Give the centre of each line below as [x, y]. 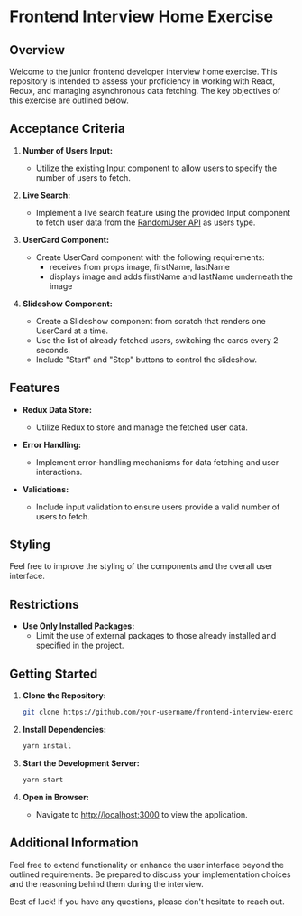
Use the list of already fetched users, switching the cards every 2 [157, 340]
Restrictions [44, 604]
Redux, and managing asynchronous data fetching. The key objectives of [145, 91]
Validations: [46, 489]
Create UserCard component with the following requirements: [150, 257]
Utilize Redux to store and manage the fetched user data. [142, 427]
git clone [41, 712]
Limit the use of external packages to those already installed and [156, 636]
